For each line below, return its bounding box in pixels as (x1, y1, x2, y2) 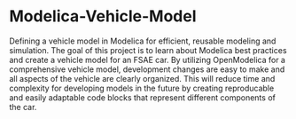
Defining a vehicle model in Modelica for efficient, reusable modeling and (9, 36, 277, 46)
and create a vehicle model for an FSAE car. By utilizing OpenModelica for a (9, 54, 286, 65)
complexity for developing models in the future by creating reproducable (9, 83, 275, 93)
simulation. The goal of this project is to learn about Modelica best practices (9, 44, 287, 55)
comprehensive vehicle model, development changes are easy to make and (9, 64, 285, 75)
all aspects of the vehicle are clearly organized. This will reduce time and (9, 73, 276, 83)
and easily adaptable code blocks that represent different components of (9, 91, 277, 103)
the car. (9, 101, 37, 112)
